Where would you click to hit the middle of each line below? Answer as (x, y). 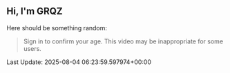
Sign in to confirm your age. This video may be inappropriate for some (123, 41)
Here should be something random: (57, 28)
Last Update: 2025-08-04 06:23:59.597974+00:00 (79, 62)
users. (32, 48)
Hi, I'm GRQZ (35, 11)
